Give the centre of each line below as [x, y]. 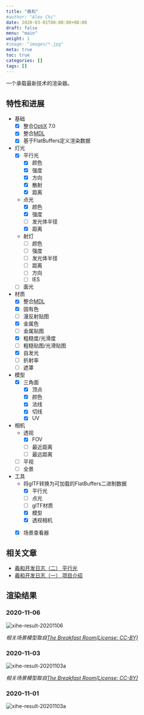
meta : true [19, 50]
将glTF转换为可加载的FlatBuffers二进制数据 [75, 483]
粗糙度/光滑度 [40, 338]
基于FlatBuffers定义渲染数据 [57, 141]
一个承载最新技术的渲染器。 [39, 83]
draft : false [22, 28]
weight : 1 [18, 39]
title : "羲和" [22, 11]
